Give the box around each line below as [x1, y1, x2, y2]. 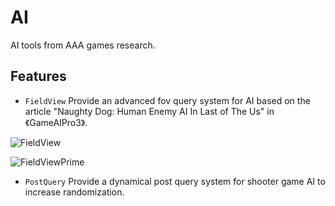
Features [10, 68, 67, 85]
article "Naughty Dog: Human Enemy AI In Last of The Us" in [24, 105, 275, 117]
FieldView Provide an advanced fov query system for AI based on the [24, 94, 311, 106]
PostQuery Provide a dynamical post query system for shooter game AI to [24, 175, 326, 187]
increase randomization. [24, 186, 125, 198]
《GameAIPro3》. [24, 116, 88, 128]
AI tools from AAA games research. [10, 39, 156, 51]
